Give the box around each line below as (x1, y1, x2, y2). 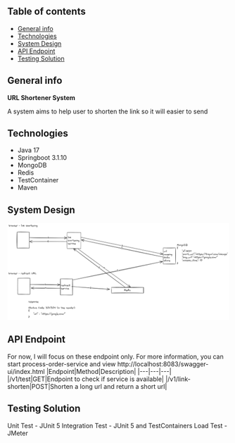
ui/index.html (7, 367, 45, 375)
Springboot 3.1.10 (17, 154, 68, 162)
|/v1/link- (165, 375, 191, 383)
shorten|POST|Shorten (7, 382, 74, 390)
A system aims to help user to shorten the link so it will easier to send (7, 107, 208, 116)
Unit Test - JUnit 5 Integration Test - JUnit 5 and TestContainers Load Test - (7, 421, 227, 430)
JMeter (7, 429, 28, 437)
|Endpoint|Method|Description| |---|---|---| (46, 367, 172, 375)
